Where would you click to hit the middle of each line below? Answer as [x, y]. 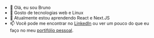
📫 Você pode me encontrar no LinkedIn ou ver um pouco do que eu [79, 23]
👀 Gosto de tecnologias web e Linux [47, 13]
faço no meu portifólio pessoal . [42, 30]
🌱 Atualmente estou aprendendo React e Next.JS [60, 18]
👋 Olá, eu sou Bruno [30, 8]
